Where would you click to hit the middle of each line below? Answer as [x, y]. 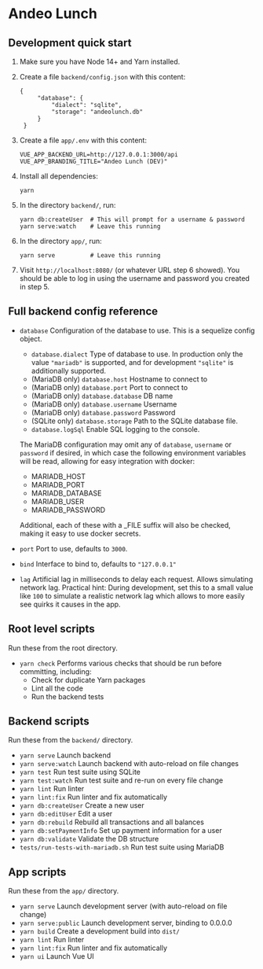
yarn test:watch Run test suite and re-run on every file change [121, 780]
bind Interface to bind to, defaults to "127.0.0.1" [98, 564]
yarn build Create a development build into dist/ [100, 931]
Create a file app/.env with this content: [83, 140]
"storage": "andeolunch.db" [97, 112]
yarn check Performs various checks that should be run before [121, 663]
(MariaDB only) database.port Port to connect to [110, 387]
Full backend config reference [83, 311]
